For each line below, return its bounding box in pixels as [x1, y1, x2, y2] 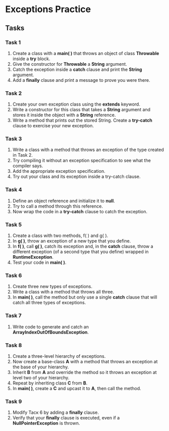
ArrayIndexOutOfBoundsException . [12, 329, 89, 335]
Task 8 [5, 342, 22, 349]
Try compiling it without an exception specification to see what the [12, 158, 151, 164]
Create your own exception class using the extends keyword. [12, 101, 140, 107]
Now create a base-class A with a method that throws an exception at [12, 358, 158, 364]
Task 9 [5, 398, 22, 405]
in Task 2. [12, 152, 33, 158]
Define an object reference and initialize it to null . [12, 198, 115, 204]
